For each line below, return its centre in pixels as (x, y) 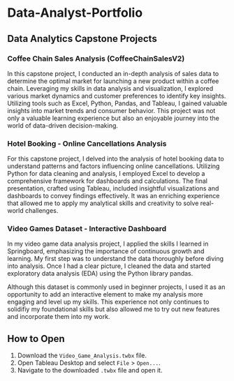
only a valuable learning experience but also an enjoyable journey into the (114, 118)
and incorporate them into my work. (59, 317)
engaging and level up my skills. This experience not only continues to (108, 302)
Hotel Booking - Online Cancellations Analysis (87, 143)
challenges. (42, 211)
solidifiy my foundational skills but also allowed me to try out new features (114, 309)
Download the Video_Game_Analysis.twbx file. (82, 356)
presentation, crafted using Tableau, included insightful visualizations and (113, 188)
